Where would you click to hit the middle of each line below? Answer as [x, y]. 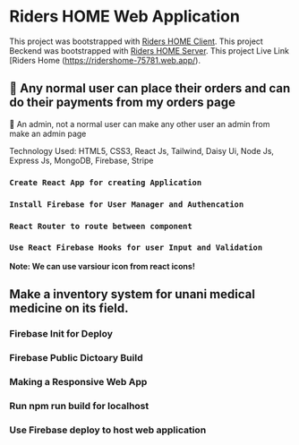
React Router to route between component [101, 226]
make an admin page [48, 133]
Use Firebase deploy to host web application [108, 430]
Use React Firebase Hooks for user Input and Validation [136, 248]
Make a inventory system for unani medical [132, 294]
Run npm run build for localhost [79, 406]
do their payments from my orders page [122, 103]
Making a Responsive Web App [78, 381]
